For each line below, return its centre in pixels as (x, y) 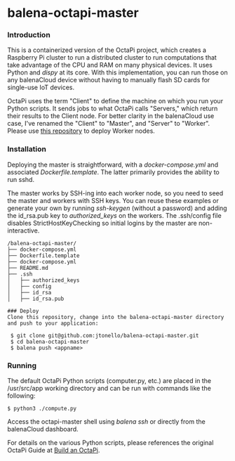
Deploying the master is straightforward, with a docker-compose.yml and (113, 164)
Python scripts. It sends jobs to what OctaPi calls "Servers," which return (113, 109)
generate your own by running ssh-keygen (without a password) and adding (117, 208)
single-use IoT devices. (41, 87)
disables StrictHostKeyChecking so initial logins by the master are (102, 223)
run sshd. (21, 179)
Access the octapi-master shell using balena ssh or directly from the (106, 422)
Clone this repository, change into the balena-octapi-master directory (116, 317)
